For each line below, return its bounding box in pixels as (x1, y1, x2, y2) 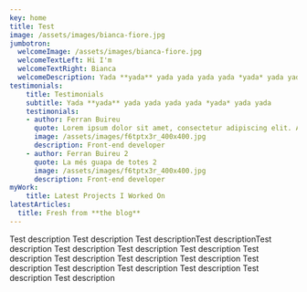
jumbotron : (9, 38, 51, 48)
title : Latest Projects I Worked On (26, 192, 166, 201)
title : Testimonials (26, 89, 104, 99)
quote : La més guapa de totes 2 (33, 157, 157, 167)
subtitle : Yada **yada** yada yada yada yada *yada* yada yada (26, 98, 272, 108)
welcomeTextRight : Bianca (17, 65, 117, 74)
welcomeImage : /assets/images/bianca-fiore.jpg (17, 47, 203, 57)
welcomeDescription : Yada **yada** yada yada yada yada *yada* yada (17, 73, 284, 82)
